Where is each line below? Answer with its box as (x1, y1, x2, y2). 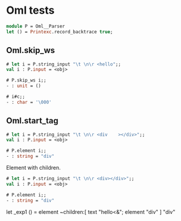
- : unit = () (6, 83, 42, 89)
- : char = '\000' (6, 99, 52, 105)
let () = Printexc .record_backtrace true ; (6, 29, 113, 35)
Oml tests (6, 4, 55, 17)
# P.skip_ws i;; (6, 77, 46, 83)
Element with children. (6, 164, 61, 172)
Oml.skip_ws (6, 45, 55, 55)
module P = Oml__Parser (6, 23, 65, 29)
